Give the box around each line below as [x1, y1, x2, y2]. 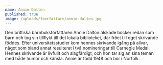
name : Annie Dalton [5, 7, 45, 12]
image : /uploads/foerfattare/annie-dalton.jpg [5, 16, 102, 21]
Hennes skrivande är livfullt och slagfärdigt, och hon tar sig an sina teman [5, 50, 154, 56]
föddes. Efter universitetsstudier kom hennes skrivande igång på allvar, [5, 40, 148, 46]
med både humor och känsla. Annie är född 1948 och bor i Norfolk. [5, 56, 140, 62]
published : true [5, 12, 38, 17]
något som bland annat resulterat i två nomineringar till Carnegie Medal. [5, 45, 150, 51]
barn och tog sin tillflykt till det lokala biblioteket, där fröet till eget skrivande [5, 35, 158, 41]
